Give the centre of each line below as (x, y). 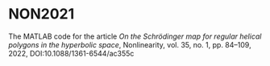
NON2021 (42, 14)
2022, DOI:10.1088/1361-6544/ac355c (71, 53)
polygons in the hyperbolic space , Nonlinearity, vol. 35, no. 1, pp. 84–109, (130, 44)
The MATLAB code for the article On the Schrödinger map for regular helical (135, 36)
